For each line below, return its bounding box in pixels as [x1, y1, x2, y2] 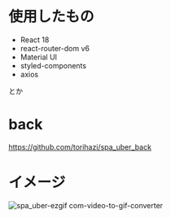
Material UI [20, 52, 58, 62]
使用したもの [8, 7, 95, 26]
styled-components [20, 60, 87, 70]
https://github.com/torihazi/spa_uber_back [8, 142, 152, 151]
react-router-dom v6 [20, 43, 90, 53]
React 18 [20, 34, 50, 45]
